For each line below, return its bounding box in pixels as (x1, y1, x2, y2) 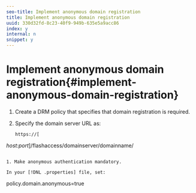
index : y (6, 25, 28, 32)
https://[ (14, 131, 40, 137)
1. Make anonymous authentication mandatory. (6, 159, 122, 165)
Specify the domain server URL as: (14, 120, 101, 127)
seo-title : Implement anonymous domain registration (6, 8, 141, 15)
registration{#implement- (6, 76, 137, 89)
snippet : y (6, 37, 34, 43)
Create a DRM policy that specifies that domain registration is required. (14, 108, 191, 115)
